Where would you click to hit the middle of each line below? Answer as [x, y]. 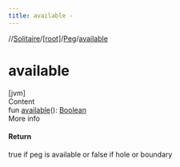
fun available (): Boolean [47, 109]
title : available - [41, 16]
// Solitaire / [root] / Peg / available [58, 38]
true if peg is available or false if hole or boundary [90, 154]
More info [24, 118]
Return [20, 137]
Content [22, 101]
